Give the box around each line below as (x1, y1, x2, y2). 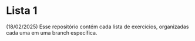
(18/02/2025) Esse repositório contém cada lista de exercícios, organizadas (6, 23, 189, 30)
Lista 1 (6, 4, 38, 17)
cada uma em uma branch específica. (6, 29, 97, 36)
